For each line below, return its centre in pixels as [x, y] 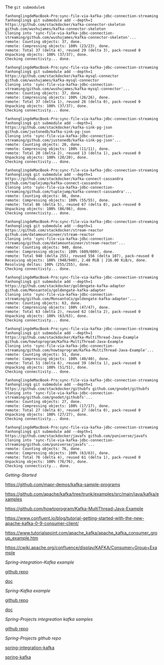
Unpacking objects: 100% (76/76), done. [47, 462]
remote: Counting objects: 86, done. [43, 196]
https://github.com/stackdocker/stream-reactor [54, 230]
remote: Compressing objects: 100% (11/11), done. [58, 149]
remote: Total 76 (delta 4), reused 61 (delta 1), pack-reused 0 [73, 457]
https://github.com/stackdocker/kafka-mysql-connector [62, 76]
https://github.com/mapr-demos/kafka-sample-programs [63, 485]
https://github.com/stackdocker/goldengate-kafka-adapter [65, 286]
